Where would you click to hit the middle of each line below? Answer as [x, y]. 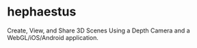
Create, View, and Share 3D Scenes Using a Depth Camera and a [98, 30]
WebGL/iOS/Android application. [53, 37]
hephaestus [42, 12]
